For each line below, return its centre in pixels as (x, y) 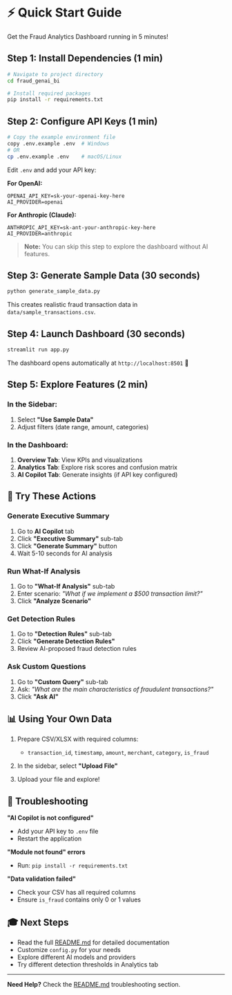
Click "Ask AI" (38, 697)
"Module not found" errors (46, 852)
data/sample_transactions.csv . (51, 312)
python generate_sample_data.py (54, 292)
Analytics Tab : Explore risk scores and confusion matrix (97, 467)
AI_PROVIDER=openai (35, 202)
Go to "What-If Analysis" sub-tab (66, 586)
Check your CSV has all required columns (76, 893)
